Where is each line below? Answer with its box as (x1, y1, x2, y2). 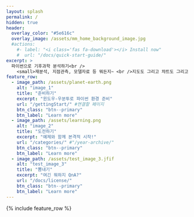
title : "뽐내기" (16, 167, 53, 173)
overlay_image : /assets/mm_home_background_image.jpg (11, 36, 146, 42)
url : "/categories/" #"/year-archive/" (16, 139, 115, 145)
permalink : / (6, 14, 38, 20)
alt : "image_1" (16, 85, 54, 91)
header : (6, 25, 25, 31)
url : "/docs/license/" (16, 178, 72, 184)
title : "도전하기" (16, 128, 57, 135)
